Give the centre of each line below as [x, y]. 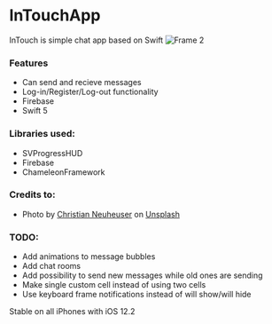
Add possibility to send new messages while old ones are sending [142, 275]
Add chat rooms [51, 266]
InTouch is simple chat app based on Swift [86, 40]
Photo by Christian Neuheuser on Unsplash [101, 214]
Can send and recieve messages [82, 83]
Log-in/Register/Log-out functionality [90, 92]
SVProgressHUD [52, 153]
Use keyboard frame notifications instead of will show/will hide [136, 295]
